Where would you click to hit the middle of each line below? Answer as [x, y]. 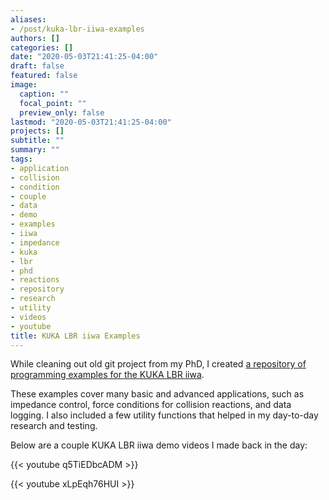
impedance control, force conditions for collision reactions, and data [151, 405]
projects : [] [37, 131]
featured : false [44, 76]
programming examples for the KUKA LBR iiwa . [107, 375]
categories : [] [42, 47]
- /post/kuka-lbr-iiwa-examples [77, 29]
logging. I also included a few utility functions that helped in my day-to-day [164, 415]
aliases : [28, 19]
